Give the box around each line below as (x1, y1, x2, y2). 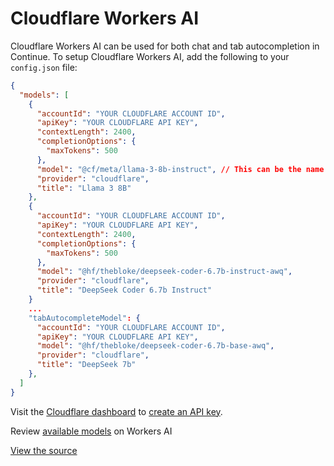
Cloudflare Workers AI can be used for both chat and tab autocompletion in (10, 40, 320, 52)
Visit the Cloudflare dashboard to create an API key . (10, 405, 223, 417)
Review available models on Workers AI (10, 425, 173, 437)
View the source (10, 444, 78, 456)
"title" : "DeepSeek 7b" (36, 360, 137, 370)
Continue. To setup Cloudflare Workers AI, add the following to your (10, 50, 290, 62)
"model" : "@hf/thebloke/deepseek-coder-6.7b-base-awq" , (36, 341, 275, 351)
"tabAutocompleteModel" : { (28, 313, 141, 323)
